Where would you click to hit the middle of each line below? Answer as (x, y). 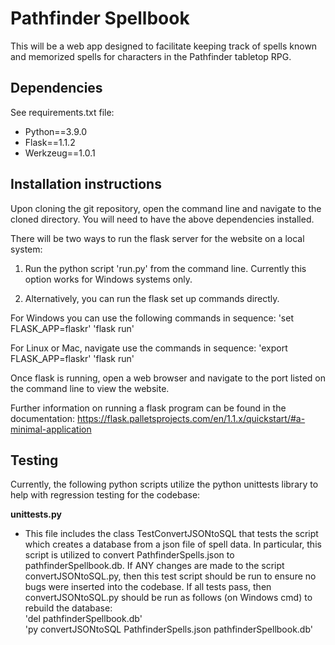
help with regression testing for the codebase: (105, 495)
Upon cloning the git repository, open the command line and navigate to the (166, 208)
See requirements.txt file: (62, 112)
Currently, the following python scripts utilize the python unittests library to (164, 484)
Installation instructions (86, 184)
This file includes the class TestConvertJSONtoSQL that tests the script (171, 534)
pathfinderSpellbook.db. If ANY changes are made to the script (154, 566)
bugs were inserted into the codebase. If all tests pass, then (148, 587)
